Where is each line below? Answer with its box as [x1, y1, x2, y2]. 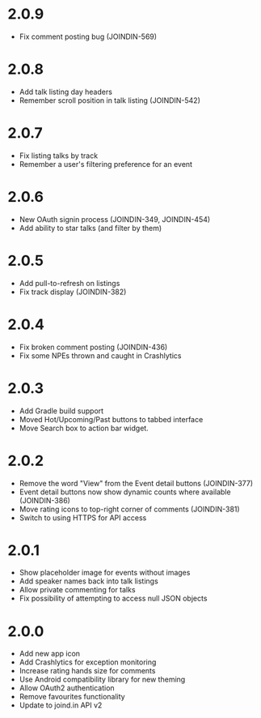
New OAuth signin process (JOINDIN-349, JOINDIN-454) [19, 214, 211, 224]
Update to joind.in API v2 [19, 700, 103, 710]
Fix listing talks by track [19, 151, 99, 160]
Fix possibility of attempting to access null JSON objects [19, 593, 208, 604]
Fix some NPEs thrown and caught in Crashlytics [19, 350, 182, 361]
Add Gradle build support [19, 406, 104, 416]
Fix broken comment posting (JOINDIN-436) [19, 342, 168, 352]
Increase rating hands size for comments [19, 666, 156, 676]
